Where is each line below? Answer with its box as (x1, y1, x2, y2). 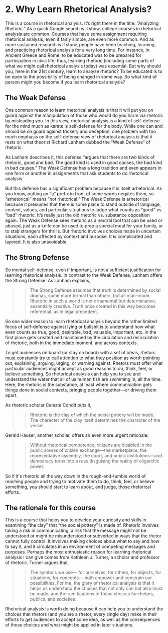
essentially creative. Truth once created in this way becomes (30, 303, 156, 309)
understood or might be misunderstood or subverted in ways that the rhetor (5, 533, 161, 539)
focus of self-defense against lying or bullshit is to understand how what (5, 324, 155, 330)
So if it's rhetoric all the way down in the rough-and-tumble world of (5, 473, 146, 479)
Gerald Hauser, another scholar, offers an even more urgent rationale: (5, 432, 149, 438)
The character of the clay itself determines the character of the (30, 417, 160, 423)
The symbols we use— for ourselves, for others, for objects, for (30, 570, 161, 576)
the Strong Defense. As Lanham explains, (5, 277, 91, 283)
